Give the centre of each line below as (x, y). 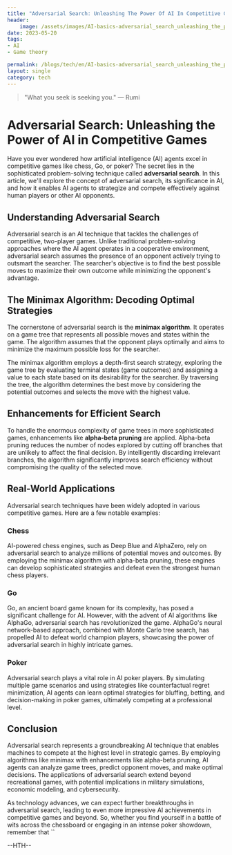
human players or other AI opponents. (61, 196)
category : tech (29, 77)
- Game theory (28, 53)
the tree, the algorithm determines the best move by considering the (104, 385)
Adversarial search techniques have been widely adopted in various (104, 505)
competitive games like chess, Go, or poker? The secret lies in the (101, 166)
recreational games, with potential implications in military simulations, (106, 782)
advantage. (23, 278)
